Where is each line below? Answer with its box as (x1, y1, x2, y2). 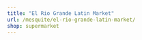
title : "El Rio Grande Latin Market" (7, 9, 115, 17)
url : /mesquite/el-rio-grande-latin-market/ (7, 16, 136, 23)
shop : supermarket (7, 22, 59, 29)
